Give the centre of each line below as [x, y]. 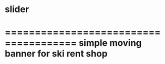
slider [17, 9]
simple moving [110, 43]
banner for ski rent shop [56, 54]
